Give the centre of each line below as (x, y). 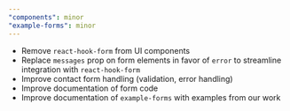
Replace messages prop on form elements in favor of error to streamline (151, 60)
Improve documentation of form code (90, 88)
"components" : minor (47, 17)
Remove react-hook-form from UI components (106, 50)
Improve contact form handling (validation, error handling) (127, 78)
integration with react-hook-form (81, 69)
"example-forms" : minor (52, 26)
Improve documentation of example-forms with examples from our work (151, 97)
